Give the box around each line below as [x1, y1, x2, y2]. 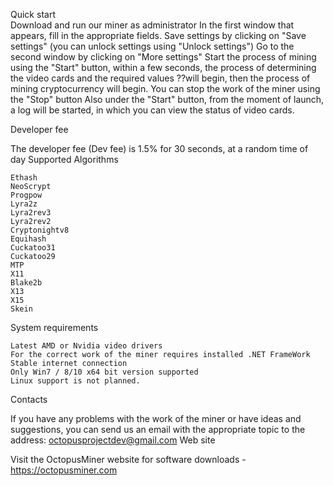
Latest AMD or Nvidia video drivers [10, 341, 163, 351]
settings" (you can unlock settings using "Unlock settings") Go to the [10, 40, 295, 52]
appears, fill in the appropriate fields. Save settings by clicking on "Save [10, 30, 307, 41]
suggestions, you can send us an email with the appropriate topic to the [10, 424, 306, 435]
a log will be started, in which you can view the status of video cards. [10, 104, 295, 116]
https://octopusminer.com [10, 464, 118, 476]
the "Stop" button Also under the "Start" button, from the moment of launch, [10, 94, 325, 105]
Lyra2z [10, 199, 38, 209]
